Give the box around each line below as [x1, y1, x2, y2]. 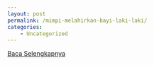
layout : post [7, 10, 46, 18]
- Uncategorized [20, 30, 69, 37]
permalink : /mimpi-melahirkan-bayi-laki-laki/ [7, 17, 148, 24]
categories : [7, 23, 43, 30]
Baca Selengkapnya [7, 49, 66, 58]
